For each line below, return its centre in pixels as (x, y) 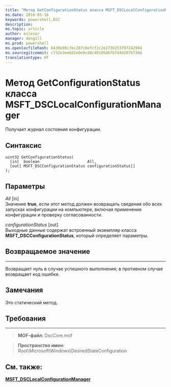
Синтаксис (23, 145)
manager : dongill (24, 39)
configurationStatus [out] (32, 225)
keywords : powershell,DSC (33, 19)
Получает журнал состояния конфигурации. (53, 129)
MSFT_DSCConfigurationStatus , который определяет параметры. (77, 235)
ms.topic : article (25, 29)
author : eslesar (22, 34)
